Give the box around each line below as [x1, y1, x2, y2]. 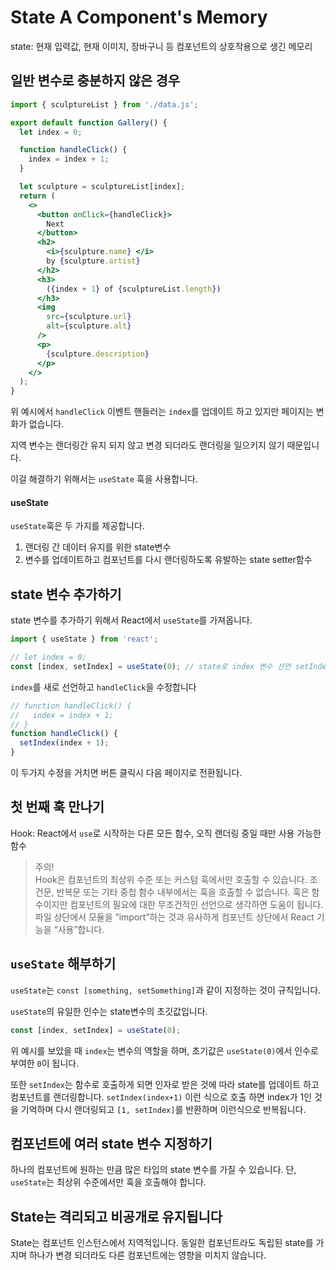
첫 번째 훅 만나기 [10, 799, 105, 816]
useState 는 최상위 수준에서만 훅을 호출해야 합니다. [10, 1176, 207, 1188]
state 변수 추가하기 [10, 586, 122, 603]
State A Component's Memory [10, 6, 268, 29]
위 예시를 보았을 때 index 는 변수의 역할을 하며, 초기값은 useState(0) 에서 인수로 [10, 1044, 319, 1056]
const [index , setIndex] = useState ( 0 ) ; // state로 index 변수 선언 [10, 661, 292, 671]
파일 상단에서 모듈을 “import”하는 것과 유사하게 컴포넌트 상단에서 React [34, 911, 315, 923]
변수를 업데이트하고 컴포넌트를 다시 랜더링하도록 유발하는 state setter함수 [24, 554, 313, 566]
